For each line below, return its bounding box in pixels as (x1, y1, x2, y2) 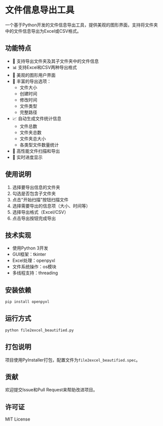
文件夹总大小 (19, 135, 46, 141)
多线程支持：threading (12, 270, 58, 276)
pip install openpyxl (5, 300, 50, 304)
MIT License (5, 416, 31, 422)
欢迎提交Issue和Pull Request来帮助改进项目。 (5, 387, 98, 393)
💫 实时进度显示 (12, 154, 43, 160)
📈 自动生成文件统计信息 (12, 115, 62, 122)
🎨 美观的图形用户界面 (12, 72, 56, 78)
